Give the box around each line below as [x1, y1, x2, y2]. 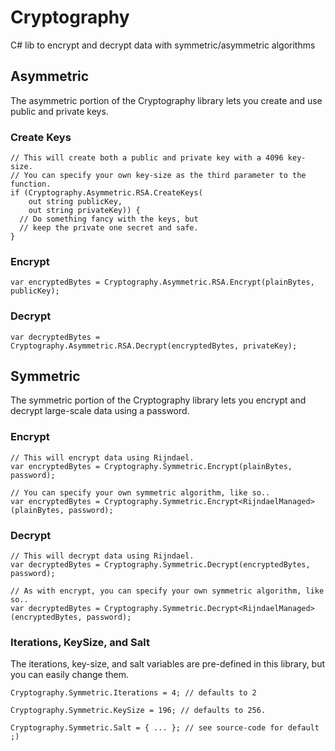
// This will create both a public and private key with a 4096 [10, 153, 284, 163]
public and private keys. [10, 105, 109, 117]
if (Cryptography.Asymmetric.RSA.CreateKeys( [10, 188, 203, 198]
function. [10, 179, 52, 190]
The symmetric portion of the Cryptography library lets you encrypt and [10, 394, 307, 406]
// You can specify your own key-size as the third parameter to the [10, 171, 307, 181]
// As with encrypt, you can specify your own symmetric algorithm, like [10, 586, 325, 596]
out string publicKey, [28, 197, 123, 207]
